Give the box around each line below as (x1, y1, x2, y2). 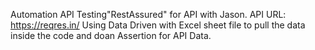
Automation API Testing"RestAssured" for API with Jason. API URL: (10, 9, 287, 20)
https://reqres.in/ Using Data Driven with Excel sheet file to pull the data (10, 19, 306, 31)
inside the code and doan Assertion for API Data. (10, 30, 212, 41)
